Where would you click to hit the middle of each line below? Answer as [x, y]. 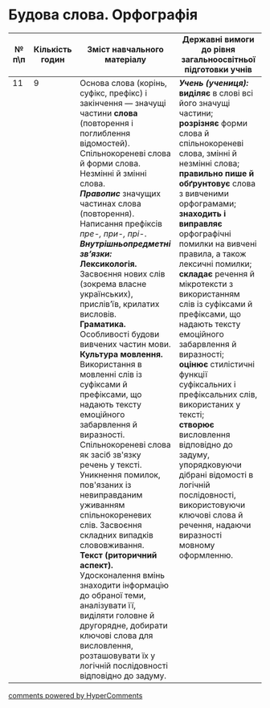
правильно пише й [217, 173]
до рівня [218, 49]
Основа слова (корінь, [123, 83]
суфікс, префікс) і [113, 92]
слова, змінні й [208, 153]
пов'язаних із [106, 485]
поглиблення [105, 133]
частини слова [109, 113]
